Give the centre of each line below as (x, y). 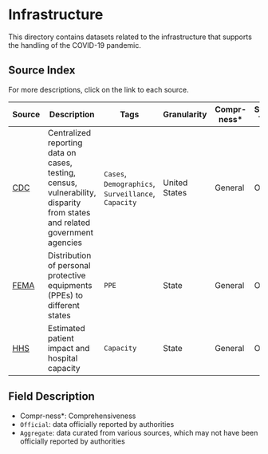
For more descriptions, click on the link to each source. (99, 89)
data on (62, 152)
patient (61, 338)
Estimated (66, 328)
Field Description (52, 397)
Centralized (69, 132)
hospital (63, 358)
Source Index (42, 71)
